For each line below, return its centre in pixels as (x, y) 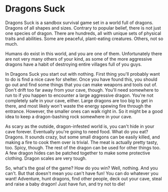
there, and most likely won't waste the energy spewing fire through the (78, 106)
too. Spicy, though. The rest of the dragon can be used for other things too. (83, 147)
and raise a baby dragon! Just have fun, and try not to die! (65, 184)
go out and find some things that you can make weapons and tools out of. (81, 84)
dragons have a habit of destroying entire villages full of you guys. (73, 64)
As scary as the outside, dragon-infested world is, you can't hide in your (80, 126)
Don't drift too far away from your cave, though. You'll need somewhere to (82, 90)
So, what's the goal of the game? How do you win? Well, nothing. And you (81, 168)
